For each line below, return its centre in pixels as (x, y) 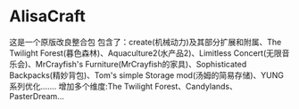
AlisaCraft (48, 16)
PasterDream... (37, 96)
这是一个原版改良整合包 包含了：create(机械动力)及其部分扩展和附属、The (145, 42)
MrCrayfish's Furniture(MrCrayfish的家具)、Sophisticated (141, 64)
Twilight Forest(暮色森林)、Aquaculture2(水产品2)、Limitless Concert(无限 (146, 53)
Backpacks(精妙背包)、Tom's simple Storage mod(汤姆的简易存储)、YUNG (146, 75)
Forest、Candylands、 (196, 86)
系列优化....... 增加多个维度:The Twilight (81, 86)
